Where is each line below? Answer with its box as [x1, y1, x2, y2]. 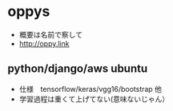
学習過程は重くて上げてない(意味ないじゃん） [18, 94, 170, 104]
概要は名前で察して [18, 30, 83, 39]
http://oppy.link [18, 38, 70, 48]
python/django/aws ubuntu [7, 62, 148, 76]
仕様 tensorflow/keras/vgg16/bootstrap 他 [18, 84, 162, 93]
